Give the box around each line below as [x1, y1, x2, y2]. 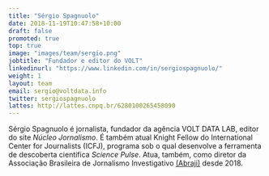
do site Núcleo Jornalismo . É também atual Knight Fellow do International [8, 132, 254, 142]
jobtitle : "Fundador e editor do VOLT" [8, 57, 143, 65]
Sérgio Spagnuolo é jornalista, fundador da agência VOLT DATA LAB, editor [8, 124, 259, 134]
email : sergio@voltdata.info [8, 86, 107, 95]
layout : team [8, 79, 53, 87]
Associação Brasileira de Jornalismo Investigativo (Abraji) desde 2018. [8, 158, 243, 168]
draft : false [8, 27, 53, 35]
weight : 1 [8, 72, 42, 80]
